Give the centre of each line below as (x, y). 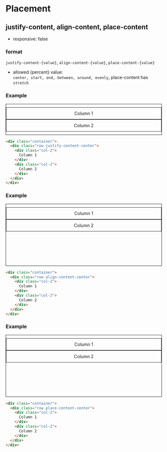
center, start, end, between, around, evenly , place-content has (80, 77)
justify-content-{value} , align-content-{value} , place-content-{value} (80, 63)
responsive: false (30, 39)
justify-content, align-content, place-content (77, 27)
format (14, 52)
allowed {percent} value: (38, 72)
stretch (21, 83)
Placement (28, 9)
